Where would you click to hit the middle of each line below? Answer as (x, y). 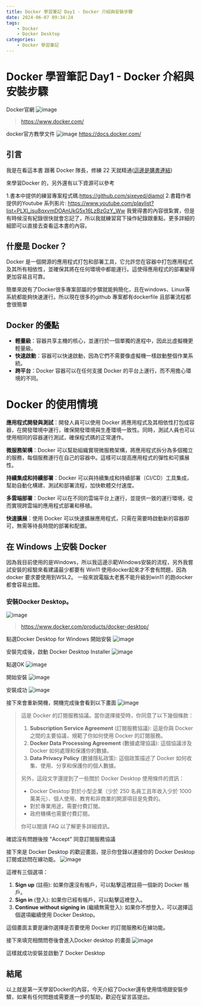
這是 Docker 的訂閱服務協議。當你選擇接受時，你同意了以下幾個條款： (107, 716)
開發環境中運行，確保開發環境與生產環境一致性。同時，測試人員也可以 (108, 430)
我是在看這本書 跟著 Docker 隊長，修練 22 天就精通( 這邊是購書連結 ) (89, 170)
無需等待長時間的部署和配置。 (53, 526)
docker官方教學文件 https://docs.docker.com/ (74, 134)
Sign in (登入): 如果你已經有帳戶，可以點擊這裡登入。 (80, 900)
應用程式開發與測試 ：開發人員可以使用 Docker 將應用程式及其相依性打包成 (98, 423)
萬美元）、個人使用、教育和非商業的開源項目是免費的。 (97, 799)
